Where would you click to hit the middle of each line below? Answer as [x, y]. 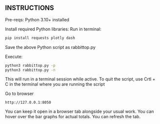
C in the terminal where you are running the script [55, 84]
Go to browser [20, 93]
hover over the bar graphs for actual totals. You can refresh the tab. [73, 117]
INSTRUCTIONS [30, 8]
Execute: [14, 56]
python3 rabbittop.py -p [30, 65]
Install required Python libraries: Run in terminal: [53, 29]
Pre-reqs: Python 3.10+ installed [37, 19]
